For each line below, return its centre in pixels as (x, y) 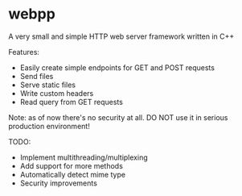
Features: (24, 52)
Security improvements (59, 183)
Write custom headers (57, 93)
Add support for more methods (71, 165)
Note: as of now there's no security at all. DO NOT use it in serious (118, 117)
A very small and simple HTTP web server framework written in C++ (121, 36)
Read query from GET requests (71, 102)
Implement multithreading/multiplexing (84, 157)
